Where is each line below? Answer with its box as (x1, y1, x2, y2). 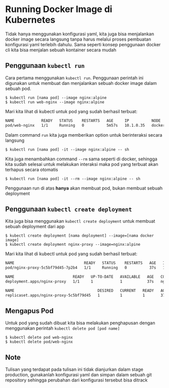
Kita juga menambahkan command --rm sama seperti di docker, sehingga (5, 156, 157, 162)
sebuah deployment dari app (5, 224, 65, 230)
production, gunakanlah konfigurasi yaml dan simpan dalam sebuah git (5, 372, 152, 378)
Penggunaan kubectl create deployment (5, 205, 132, 213)
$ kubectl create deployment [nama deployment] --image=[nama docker (5, 233, 154, 238)
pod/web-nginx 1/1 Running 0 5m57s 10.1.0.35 (5, 123, 145, 128)
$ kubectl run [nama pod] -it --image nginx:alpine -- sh (5, 147, 129, 152)
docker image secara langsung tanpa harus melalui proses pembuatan (5, 36, 151, 42)
